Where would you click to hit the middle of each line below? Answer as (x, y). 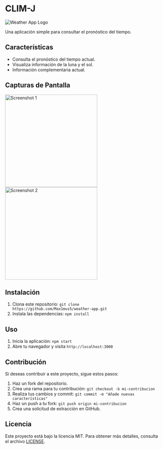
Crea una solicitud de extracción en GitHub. (56, 409)
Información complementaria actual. (49, 70)
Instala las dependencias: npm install (51, 314)
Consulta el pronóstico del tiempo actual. (54, 59)
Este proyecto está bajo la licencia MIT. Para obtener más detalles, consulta (81, 436)
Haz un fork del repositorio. (40, 383)
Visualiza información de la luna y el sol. (53, 64)
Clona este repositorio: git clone (46, 304)
